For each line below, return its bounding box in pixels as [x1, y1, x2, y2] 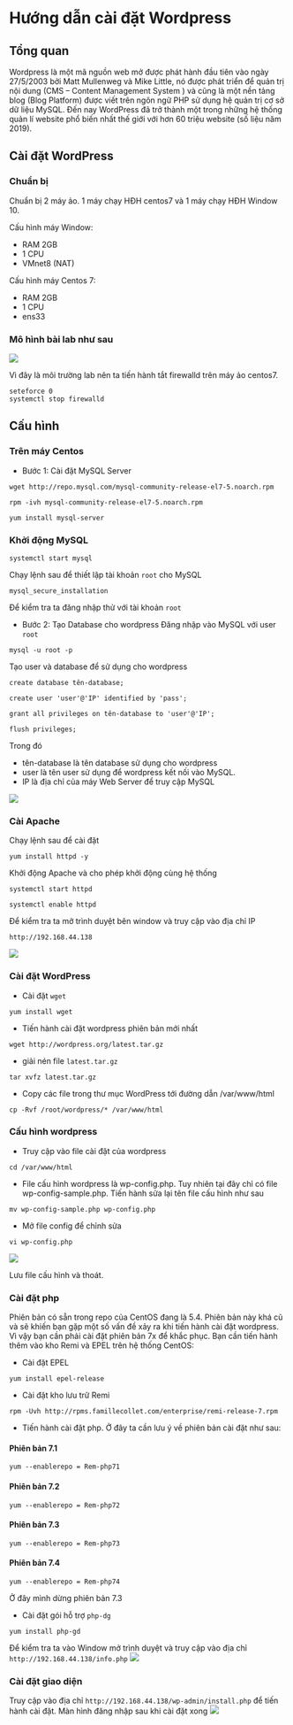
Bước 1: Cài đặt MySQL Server [21, 465, 132, 476]
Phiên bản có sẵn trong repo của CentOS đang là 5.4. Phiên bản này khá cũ [9, 1312, 283, 1322]
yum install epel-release [9, 1375, 104, 1383]
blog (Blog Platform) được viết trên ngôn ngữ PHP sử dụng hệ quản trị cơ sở [9, 95, 285, 105]
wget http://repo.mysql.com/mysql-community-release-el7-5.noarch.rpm [9, 482, 274, 491]
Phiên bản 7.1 [9, 1443, 57, 1453]
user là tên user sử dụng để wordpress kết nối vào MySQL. [21, 766, 237, 777]
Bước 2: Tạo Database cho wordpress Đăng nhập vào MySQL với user [21, 619, 276, 629]
